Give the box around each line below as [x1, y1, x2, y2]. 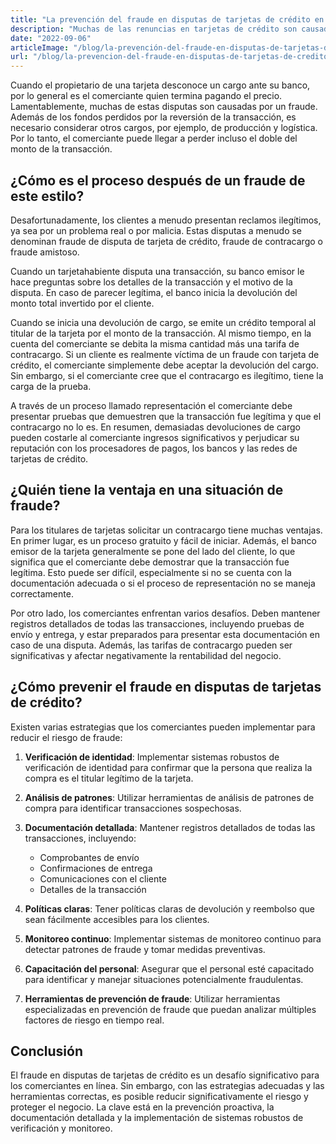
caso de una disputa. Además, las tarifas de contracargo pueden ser [10, 639, 293, 651]
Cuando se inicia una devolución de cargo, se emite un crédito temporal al [10, 316, 317, 328]
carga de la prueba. [10, 380, 92, 392]
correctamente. [10, 587, 74, 600]
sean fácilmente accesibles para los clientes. [24, 913, 210, 925]
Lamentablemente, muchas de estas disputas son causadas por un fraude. [10, 101, 318, 113]
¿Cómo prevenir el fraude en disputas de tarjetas [10, 679, 322, 696]
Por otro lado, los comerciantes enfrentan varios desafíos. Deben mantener [10, 607, 321, 619]
